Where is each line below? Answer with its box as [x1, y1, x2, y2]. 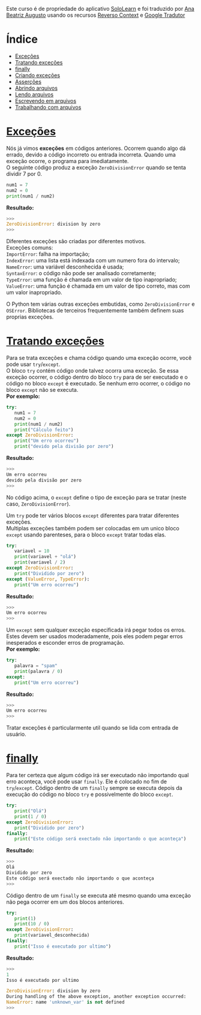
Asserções [14, 78, 42, 85]
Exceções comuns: [6, 244, 53, 252]
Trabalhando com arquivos [14, 104, 82, 111]
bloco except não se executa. [6, 386, 79, 394]
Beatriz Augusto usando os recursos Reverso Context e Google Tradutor [6, 11, 185, 19]
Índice [6, 33, 38, 46]
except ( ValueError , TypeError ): [6, 576, 90, 582]
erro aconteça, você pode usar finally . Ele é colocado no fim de [6, 778, 167, 785]
